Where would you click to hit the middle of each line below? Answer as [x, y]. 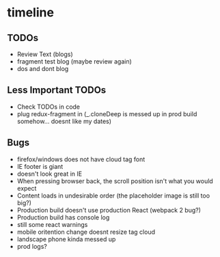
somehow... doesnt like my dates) [64, 121]
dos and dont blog [43, 69]
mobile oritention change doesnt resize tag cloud [86, 232]
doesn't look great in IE [50, 174]
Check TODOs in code [49, 107]
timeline [31, 13]
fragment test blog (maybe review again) [74, 62]
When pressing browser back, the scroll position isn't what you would [115, 181]
